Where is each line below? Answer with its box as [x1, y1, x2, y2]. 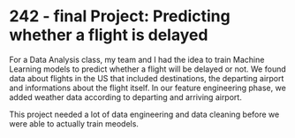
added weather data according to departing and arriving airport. [9, 91, 243, 103]
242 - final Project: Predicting [9, 6, 231, 27]
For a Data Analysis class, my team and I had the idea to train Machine [9, 54, 265, 65]
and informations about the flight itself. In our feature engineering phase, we [9, 82, 287, 93]
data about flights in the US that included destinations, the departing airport [9, 73, 284, 83]
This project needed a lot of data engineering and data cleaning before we [9, 109, 280, 119]
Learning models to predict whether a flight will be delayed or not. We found [9, 64, 287, 74]
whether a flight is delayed [9, 25, 208, 45]
